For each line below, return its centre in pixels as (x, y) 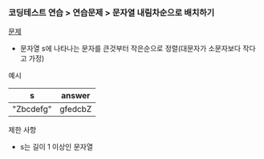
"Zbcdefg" (32, 109)
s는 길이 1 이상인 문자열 (57, 147)
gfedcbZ (76, 109)
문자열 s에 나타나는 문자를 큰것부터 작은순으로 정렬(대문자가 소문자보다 (130, 49)
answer (76, 96)
